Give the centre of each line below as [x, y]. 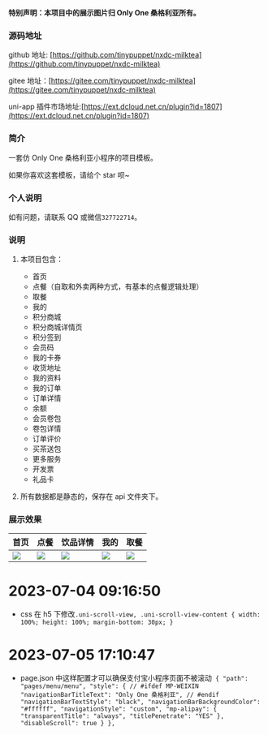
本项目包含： [41, 260]
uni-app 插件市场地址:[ [46, 107]
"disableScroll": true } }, [67, 724]
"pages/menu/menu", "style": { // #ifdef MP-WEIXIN [109, 686]
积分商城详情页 [57, 327]
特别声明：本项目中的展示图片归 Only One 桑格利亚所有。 [104, 13]
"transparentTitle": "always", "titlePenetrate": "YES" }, [122, 716]
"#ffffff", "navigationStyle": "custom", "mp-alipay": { [119, 709]
